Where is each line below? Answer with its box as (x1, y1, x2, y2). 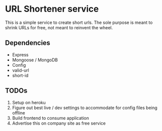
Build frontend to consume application (12, 115, 89, 121)
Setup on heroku (12, 99, 46, 105)
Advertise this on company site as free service (12, 120, 106, 126)
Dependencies (5, 39, 50, 47)
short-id (12, 72, 29, 78)
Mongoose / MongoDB (12, 57, 58, 63)
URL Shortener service (5, 3, 99, 15)
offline (12, 110, 25, 115)
